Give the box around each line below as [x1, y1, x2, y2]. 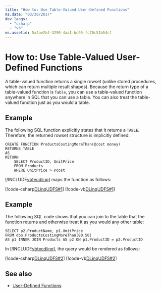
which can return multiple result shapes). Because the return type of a [5, 84, 149, 90]
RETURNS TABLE [5, 146, 35, 151]
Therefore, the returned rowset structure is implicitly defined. [5, 132, 130, 138]
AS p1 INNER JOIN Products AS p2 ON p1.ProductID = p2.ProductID [5, 237, 143, 242]
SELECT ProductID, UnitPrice [14, 159, 74, 164]
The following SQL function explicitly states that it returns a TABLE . [5, 127, 140, 133]
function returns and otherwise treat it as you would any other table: [5, 219, 144, 225]
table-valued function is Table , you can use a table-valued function [5, 89, 142, 95]
